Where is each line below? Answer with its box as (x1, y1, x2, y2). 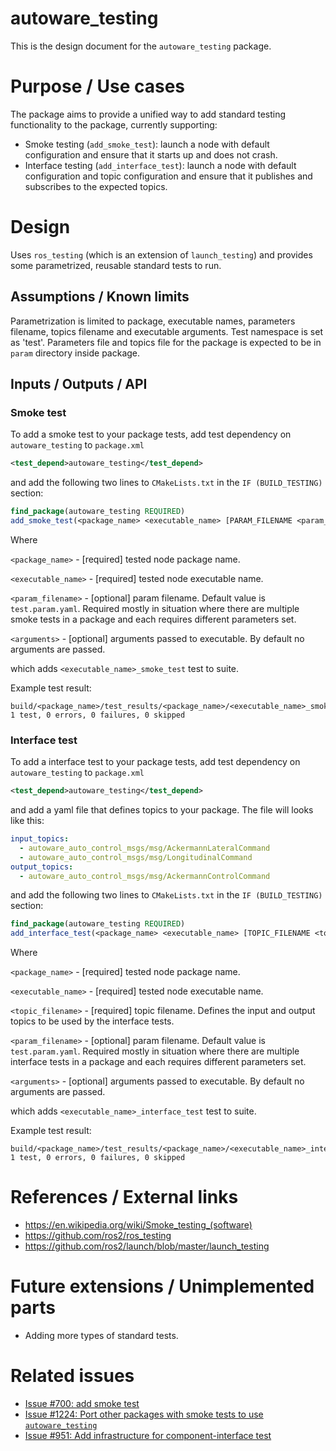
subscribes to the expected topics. (24, 180, 168, 192)
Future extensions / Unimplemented (10, 1275, 315, 1298)
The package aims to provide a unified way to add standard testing (10, 108, 287, 120)
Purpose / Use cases (10, 75, 186, 98)
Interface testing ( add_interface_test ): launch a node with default (24, 159, 297, 171)
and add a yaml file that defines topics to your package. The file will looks (10, 804, 314, 816)
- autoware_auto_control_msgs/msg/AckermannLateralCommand (19, 843, 271, 853)
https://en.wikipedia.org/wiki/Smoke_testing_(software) (24, 1219, 253, 1231)
